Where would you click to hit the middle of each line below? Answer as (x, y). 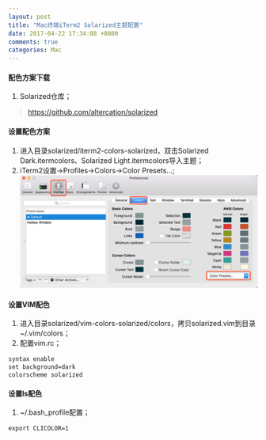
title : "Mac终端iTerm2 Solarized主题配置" (76, 25)
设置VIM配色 (29, 304)
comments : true (33, 42)
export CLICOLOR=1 (38, 429)
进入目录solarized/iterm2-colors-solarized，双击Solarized (114, 150)
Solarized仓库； (46, 97)
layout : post (30, 17)
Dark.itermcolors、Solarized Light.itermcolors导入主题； (112, 160)
